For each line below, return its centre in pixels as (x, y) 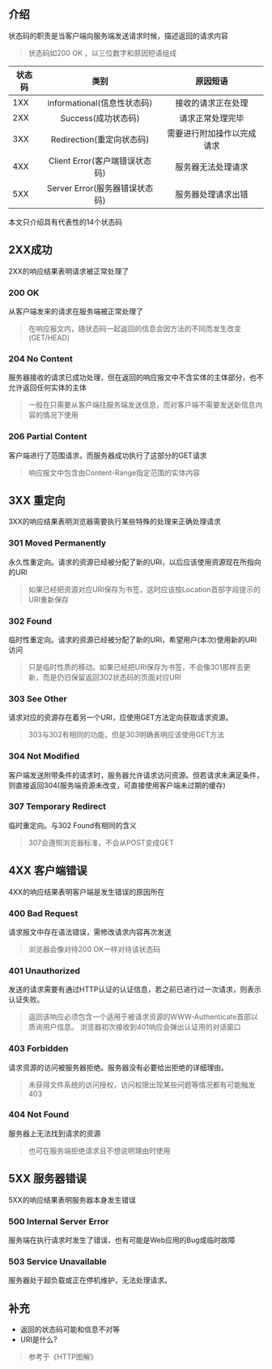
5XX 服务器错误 (48, 1179)
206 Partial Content (48, 437)
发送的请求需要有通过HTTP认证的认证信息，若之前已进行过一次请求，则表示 (135, 990)
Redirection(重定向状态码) (100, 139)
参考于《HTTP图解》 (63, 1357)
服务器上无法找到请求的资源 (55, 1133)
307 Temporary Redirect (57, 806)
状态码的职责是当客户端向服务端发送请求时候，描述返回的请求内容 (118, 36)
